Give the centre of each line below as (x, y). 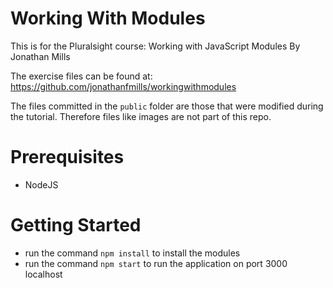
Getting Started (76, 225)
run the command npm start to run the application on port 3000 (156, 263)
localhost (43, 274)
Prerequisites (67, 157)
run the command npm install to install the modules (132, 253)
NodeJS (41, 184)
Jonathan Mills (40, 56)
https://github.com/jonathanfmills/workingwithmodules (123, 86)
